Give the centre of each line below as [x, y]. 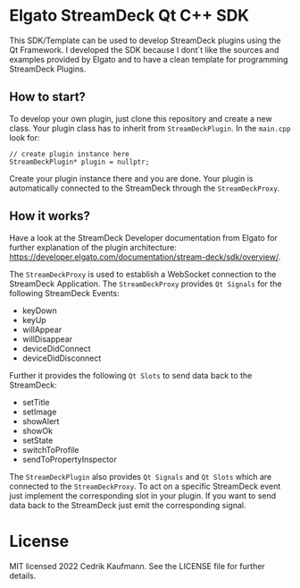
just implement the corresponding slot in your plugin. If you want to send [143, 495]
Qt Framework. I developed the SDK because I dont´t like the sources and [144, 49]
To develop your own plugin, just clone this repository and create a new [141, 118]
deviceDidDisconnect [62, 358]
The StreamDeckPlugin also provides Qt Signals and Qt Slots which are [141, 476]
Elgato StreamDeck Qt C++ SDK [129, 16]
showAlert [41, 421]
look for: [25, 137]
